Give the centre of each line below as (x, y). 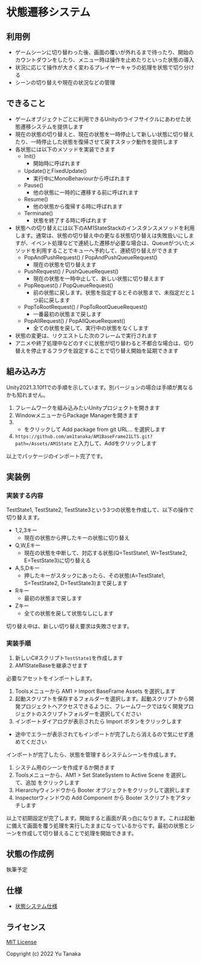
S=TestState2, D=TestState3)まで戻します (76, 583)
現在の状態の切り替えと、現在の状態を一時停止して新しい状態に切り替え (104, 134)
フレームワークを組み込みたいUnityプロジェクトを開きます (88, 407)
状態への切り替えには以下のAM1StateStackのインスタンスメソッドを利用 (105, 228)
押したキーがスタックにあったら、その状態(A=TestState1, (94, 576)
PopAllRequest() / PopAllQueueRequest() (75, 320)
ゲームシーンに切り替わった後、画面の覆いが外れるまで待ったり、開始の (104, 52)
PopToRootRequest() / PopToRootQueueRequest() (85, 306)
